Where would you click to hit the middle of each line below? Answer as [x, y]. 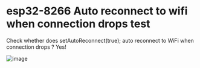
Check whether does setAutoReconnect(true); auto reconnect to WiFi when [100, 40]
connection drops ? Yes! [36, 47]
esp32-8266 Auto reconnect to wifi [97, 11]
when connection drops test [78, 24]
